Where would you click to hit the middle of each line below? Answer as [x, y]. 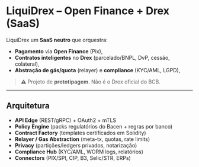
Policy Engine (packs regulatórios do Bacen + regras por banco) [94, 126]
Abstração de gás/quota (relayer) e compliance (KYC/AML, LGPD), [97, 70]
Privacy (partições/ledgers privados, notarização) [76, 145]
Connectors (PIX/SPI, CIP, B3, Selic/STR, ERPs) [73, 158]
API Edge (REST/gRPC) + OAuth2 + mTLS [65, 120]
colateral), [27, 64]
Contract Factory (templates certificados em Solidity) [80, 133]
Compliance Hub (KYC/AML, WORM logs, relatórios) [79, 152]
